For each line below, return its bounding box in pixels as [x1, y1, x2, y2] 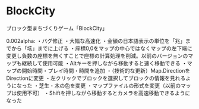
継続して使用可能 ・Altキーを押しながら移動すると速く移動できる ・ [21, 60, 188, 67]
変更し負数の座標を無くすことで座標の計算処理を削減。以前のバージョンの [6, 52, 188, 59]
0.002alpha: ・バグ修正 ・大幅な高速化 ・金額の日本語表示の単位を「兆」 [6, 37, 186, 44]
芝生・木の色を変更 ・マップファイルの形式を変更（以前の [38, 82, 181, 89]
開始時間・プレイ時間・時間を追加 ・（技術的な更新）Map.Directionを [21, 67, 191, 74]
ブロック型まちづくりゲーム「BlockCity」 [6, 24, 108, 32]
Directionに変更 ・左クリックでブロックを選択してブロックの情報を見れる [6, 74, 186, 82]
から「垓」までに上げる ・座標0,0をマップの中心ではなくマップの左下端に [11, 45, 192, 52]
